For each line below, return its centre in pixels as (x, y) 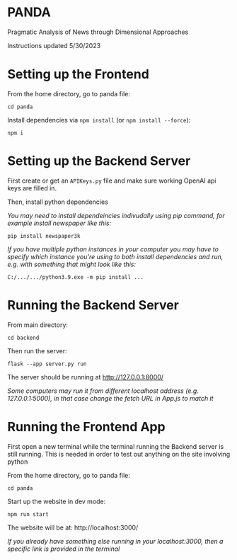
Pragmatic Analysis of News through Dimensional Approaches (98, 32)
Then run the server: (37, 350)
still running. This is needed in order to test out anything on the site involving (119, 454)
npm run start (28, 514)
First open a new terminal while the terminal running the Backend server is (116, 446)
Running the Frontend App (86, 427)
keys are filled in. (32, 188)
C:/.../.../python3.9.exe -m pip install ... (75, 277)
